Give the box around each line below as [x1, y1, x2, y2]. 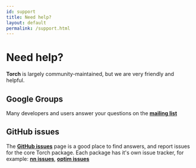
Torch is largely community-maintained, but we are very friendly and [6, 71, 174, 78]
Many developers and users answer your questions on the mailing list [6, 110, 178, 116]
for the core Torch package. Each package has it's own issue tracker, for [6, 149, 184, 156]
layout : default [6, 20, 46, 26]
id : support [6, 8, 36, 15]
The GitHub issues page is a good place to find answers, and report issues [6, 142, 190, 150]
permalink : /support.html [6, 25, 70, 31]
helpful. [6, 77, 25, 84]
